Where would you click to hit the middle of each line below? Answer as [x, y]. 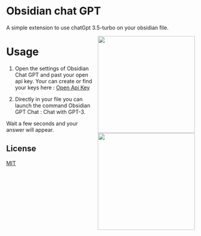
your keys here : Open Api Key [52, 87]
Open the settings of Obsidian [52, 68]
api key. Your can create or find [54, 81]
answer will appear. [30, 129]
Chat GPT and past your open [51, 75]
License [21, 149]
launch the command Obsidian [53, 105]
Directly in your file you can [48, 99]
